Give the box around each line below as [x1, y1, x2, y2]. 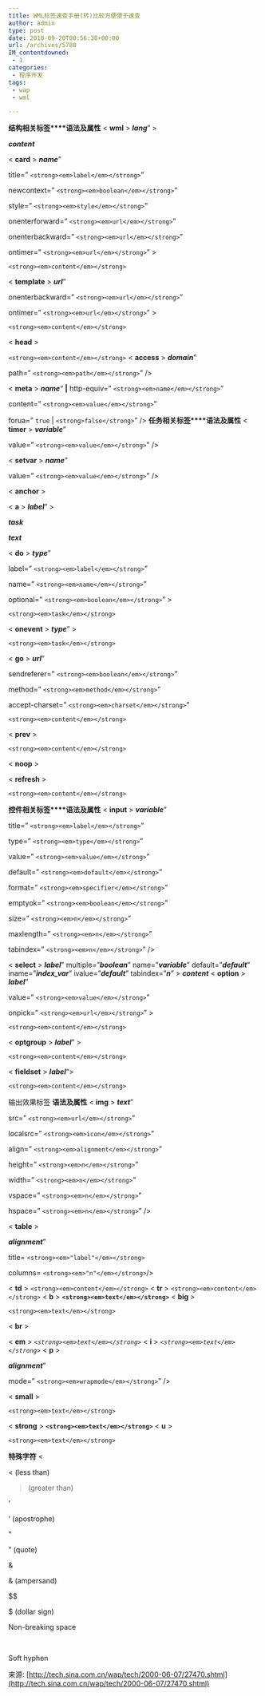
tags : [8, 78, 26, 86]
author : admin [8, 19, 56, 27]
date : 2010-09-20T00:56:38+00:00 [8, 34, 120, 42]
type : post [8, 26, 45, 34]
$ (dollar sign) [8, 1607, 54, 1617]
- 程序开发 [11, 71, 44, 79]
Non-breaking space [8, 1623, 77, 1632]
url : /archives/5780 [8, 42, 77, 50]
